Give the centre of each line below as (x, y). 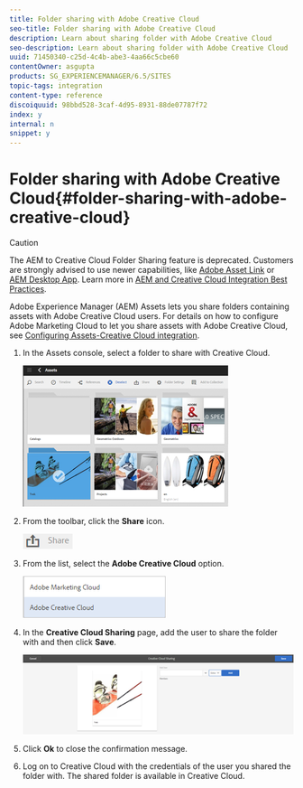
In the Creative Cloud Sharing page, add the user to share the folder (150, 633)
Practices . (28, 289)
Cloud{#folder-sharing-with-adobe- (148, 198)
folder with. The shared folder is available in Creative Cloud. (133, 775)
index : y (26, 114)
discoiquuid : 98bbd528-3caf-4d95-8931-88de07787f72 (108, 105)
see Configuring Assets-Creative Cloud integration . (105, 335)
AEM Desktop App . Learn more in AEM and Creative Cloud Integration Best (148, 279)
